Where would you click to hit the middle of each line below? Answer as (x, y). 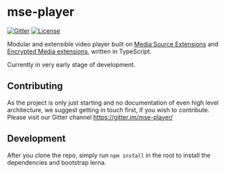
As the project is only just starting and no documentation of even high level (113, 103)
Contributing (35, 86)
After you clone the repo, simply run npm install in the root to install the (109, 155)
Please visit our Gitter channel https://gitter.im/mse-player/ (90, 117)
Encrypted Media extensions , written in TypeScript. (80, 51)
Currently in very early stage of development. (71, 64)
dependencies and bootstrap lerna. (57, 162)
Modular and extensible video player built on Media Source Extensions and (113, 44)
